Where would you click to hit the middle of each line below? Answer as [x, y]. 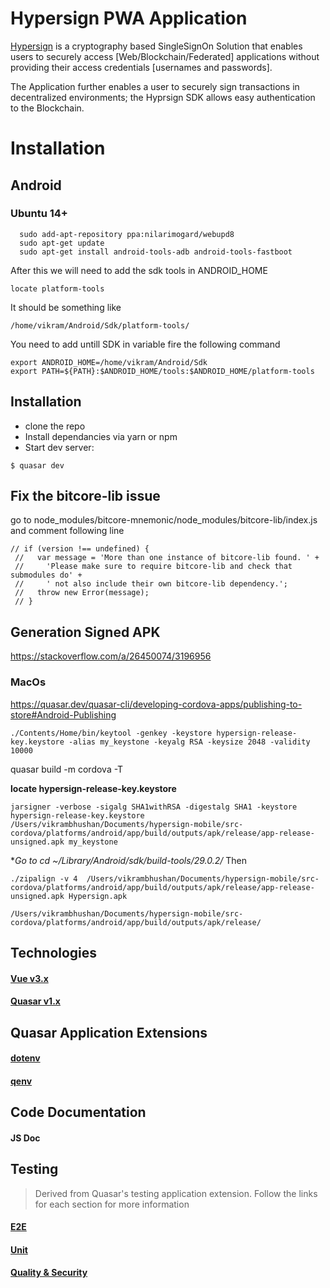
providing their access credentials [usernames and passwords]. [141, 67]
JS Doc [25, 1138]
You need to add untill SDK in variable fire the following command [145, 344]
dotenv [25, 1058]
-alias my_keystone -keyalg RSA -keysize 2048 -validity [189, 742]
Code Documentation [78, 1112]
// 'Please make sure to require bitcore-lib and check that [153, 567]
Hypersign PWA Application [129, 18]
